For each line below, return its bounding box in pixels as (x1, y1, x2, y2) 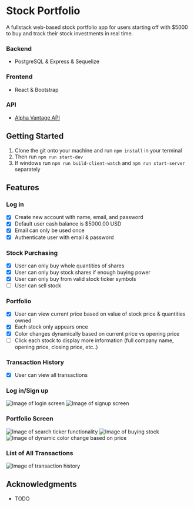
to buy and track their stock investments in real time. (6, 29, 133, 37)
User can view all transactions (14, 371, 88, 378)
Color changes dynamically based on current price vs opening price (14, 330, 180, 337)
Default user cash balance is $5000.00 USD (14, 220, 122, 227)
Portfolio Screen (6, 415, 54, 423)
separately (14, 165, 41, 173)
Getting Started (6, 131, 64, 141)
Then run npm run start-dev (14, 153, 83, 160)
